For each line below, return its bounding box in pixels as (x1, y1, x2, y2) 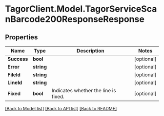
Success (7, 56, 28, 62)
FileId (7, 71, 21, 78)
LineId (7, 79, 22, 86)
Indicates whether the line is (51, 87, 116, 94)
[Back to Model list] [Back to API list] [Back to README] (5, 106, 117, 111)
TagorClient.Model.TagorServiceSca (5, 3, 157, 15)
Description (76, 48, 105, 54)
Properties (5, 33, 38, 41)
